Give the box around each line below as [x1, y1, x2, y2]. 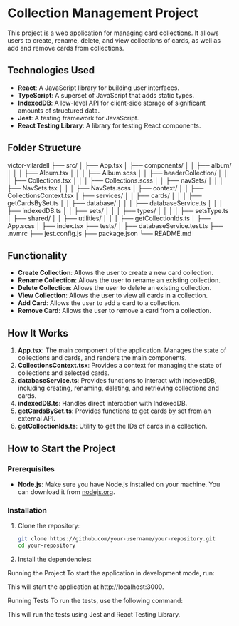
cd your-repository [17, 542, 76, 550]
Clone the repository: [17, 522, 80, 530]
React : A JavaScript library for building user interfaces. [17, 83, 180, 92]
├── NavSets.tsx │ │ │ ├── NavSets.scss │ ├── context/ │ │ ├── [7, 183, 204, 192]
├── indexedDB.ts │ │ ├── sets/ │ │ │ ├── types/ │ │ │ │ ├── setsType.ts [7, 206, 229, 215]
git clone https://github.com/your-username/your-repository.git [17, 535, 216, 543]
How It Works [7, 327, 69, 339]
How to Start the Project [7, 442, 116, 454]
